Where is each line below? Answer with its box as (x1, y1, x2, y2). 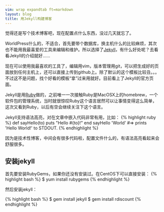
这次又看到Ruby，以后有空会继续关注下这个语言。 (5, 104, 106, 110)
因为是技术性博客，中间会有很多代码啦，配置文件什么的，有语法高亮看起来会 (5, 135, 160, 141)
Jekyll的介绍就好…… (9, 53, 50, 59)
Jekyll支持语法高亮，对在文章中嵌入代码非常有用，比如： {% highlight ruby (5, 114, 156, 120)
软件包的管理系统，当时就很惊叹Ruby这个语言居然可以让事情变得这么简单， (5, 98, 157, 104)
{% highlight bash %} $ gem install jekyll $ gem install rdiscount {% (5, 196, 141, 202)
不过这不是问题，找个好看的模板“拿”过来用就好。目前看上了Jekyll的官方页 (5, 75, 154, 81)
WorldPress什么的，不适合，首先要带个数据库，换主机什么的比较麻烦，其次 (5, 41, 157, 46)
